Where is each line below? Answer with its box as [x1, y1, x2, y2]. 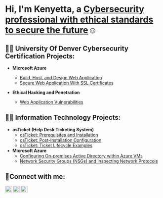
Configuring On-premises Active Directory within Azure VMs [19, 152, 143, 159]
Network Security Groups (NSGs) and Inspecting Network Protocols [19, 158, 158, 164]
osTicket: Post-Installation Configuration [19, 137, 102, 143]
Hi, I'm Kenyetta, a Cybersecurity [5, 3, 145, 15]
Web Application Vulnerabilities [19, 99, 83, 105]
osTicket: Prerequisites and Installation [19, 132, 99, 138]
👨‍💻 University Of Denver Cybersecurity [5, 44, 128, 52]
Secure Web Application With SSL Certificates [19, 80, 114, 86]
